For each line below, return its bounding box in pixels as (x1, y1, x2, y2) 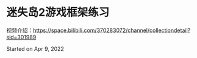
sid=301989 (6, 33, 37, 40)
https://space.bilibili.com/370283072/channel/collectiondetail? (33, 27, 191, 34)
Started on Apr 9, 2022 (6, 45, 64, 52)
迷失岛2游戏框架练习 (6, 5, 110, 19)
